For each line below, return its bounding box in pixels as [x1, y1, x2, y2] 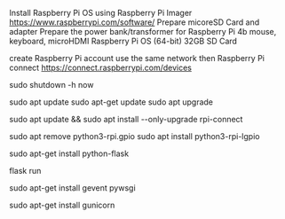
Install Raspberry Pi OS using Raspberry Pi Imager [9, 8, 193, 18]
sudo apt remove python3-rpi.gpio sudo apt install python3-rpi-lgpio [9, 131, 260, 141]
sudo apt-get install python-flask [9, 148, 130, 159]
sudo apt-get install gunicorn [9, 199, 115, 210]
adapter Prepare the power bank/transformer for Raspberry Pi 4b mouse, [9, 27, 277, 36]
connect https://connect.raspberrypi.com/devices [9, 62, 193, 73]
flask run [9, 166, 42, 176]
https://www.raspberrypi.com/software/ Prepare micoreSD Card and [9, 17, 260, 27]
